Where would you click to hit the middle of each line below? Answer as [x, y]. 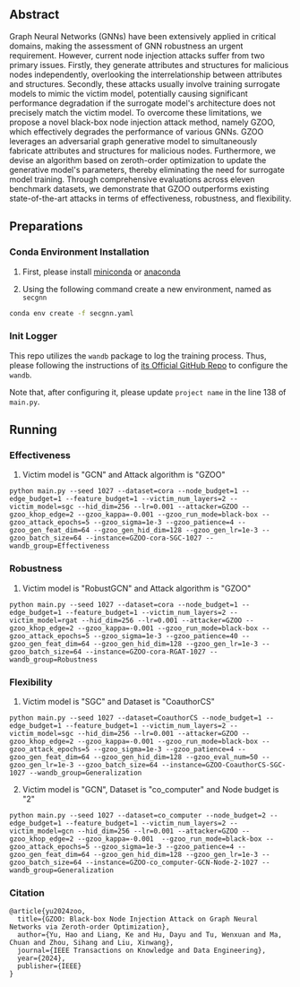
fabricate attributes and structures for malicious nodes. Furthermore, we [142, 151]
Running [34, 430]
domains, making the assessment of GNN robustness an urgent [126, 46]
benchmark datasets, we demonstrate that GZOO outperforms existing [139, 188]
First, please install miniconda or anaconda [101, 272]
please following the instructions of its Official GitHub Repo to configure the [149, 365]
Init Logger [34, 336]
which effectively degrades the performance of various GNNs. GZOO [137, 131]
